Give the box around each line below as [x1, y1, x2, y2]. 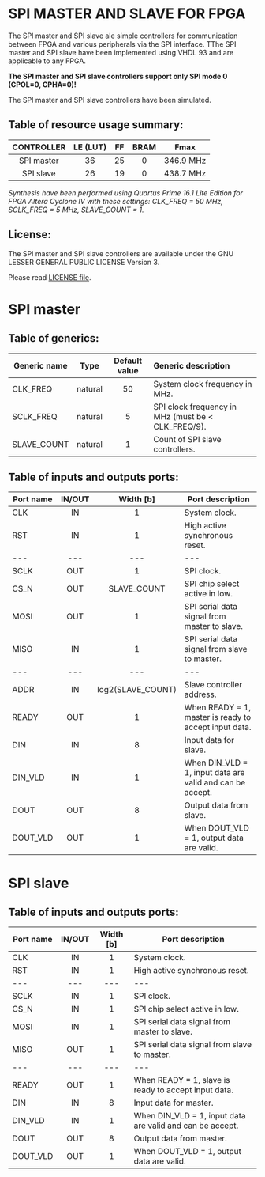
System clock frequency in [153, 378, 252, 389]
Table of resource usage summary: [8, 118, 184, 131]
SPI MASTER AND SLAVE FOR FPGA [8, 5, 246, 23]
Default [114, 355, 143, 366]
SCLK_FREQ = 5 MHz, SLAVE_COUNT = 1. [8, 205, 144, 214]
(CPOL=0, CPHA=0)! [8, 80, 77, 89]
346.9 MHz [163, 155, 207, 166]
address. [184, 689, 217, 700]
